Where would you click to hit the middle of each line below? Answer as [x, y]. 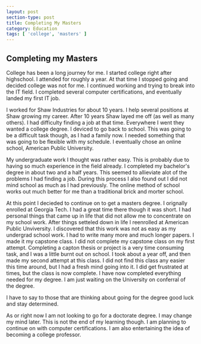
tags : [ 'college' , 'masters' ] [46, 34]
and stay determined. [32, 304]
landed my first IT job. [33, 98]
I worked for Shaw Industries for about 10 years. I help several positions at [98, 110]
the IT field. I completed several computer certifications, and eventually [94, 92]
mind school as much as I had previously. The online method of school [93, 185]
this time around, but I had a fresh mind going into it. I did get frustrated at [97, 267]
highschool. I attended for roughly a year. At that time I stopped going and [97, 79]
